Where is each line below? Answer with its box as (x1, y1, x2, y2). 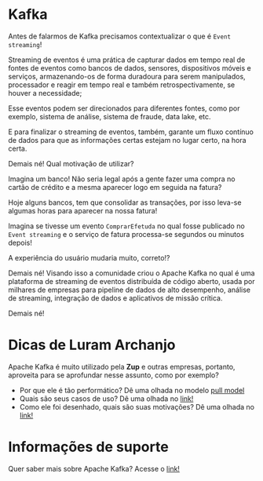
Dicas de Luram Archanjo (8, 336, 176, 354)
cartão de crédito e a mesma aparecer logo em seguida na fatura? (8, 182, 222, 191)
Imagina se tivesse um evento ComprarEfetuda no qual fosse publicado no (8, 221, 245, 231)
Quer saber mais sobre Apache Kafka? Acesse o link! (8, 464, 181, 473)
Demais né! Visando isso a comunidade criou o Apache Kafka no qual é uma (8, 268, 255, 278)
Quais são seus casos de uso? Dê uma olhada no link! (19, 394, 194, 403)
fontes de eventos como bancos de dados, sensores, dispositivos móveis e (8, 63, 251, 72)
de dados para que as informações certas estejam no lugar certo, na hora (8, 135, 247, 144)
